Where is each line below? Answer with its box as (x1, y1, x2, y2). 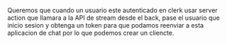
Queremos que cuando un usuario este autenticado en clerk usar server (7, 6, 218, 14)
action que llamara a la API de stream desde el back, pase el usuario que (7, 13, 220, 22)
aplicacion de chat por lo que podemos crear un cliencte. (7, 28, 175, 37)
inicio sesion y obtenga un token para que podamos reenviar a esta (7, 21, 204, 29)
